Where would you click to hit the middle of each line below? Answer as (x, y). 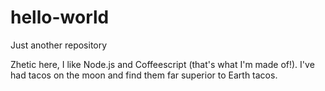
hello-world (60, 17)
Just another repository (59, 45)
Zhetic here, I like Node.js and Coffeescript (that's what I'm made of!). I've (162, 64)
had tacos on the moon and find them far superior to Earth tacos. (144, 75)
